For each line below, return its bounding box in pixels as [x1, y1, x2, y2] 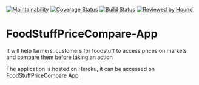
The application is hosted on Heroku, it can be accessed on [6, 65, 155, 72]
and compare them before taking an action [6, 53, 113, 61]
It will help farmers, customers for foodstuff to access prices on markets [6, 47, 187, 54]
